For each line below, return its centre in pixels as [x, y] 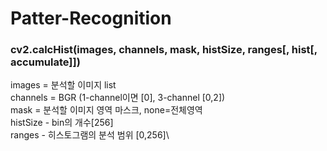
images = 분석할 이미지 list [63, 85]
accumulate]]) [45, 62]
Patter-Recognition [91, 18]
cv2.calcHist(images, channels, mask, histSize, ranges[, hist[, [164, 50]
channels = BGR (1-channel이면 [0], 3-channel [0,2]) [118, 98]
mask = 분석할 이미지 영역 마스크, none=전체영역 [106, 110]
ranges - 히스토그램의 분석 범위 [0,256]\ [90, 135]
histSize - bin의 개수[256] [62, 123]
